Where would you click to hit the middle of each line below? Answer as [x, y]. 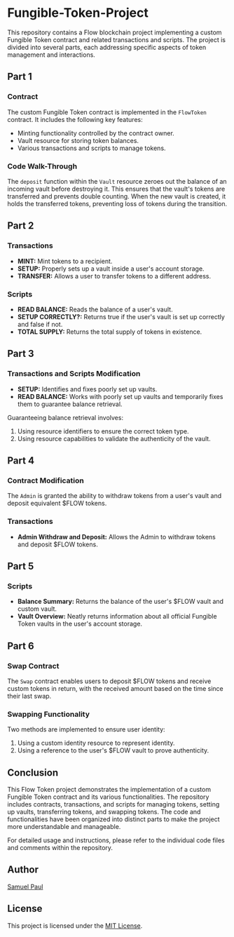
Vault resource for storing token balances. [78, 140]
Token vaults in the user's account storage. [80, 624]
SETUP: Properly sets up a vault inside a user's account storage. [111, 269]
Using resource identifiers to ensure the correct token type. [103, 431]
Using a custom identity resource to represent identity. [96, 743]
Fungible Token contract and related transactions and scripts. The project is [117, 39]
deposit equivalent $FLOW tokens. [57, 504]
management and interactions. [51, 55]
